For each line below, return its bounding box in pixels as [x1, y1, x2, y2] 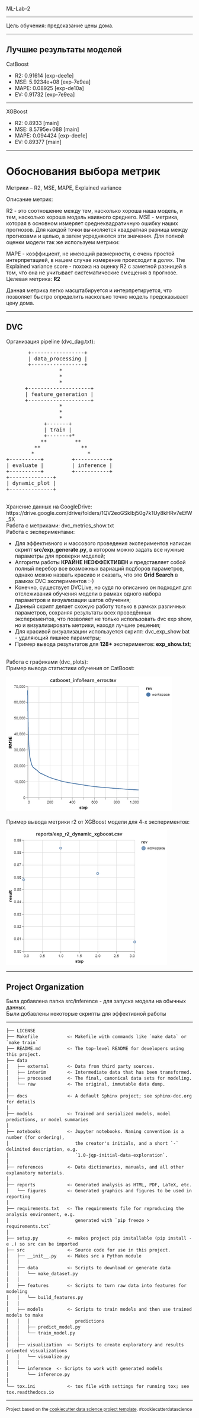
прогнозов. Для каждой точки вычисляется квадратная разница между [6, 226, 188, 233]
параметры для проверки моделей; [14, 552, 105, 559]
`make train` [6, 1040, 38, 1046]
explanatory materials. [6, 1170, 65, 1176]
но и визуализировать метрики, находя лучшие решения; [14, 622, 161, 629]
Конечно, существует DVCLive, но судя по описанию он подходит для [14, 584, 192, 591]
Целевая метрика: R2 [6, 275, 60, 282]
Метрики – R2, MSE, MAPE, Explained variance [6, 184, 122, 191]
